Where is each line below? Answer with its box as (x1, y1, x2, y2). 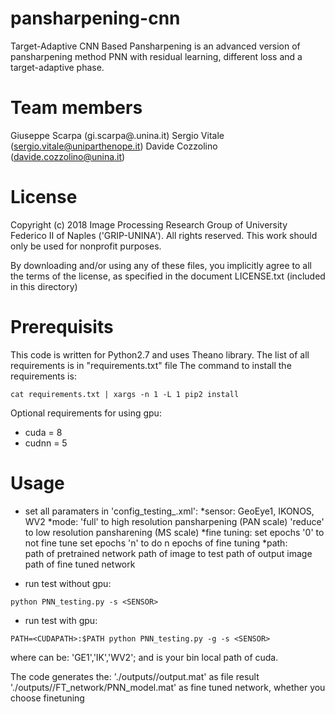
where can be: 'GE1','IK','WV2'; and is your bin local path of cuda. (10, 651, 279, 663)
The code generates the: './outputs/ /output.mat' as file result (10, 670, 260, 682)
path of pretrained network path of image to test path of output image (24, 547, 313, 559)
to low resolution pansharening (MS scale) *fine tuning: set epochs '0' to (24, 526, 325, 538)
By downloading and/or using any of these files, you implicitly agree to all (10, 259, 313, 271)
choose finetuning (10, 692, 85, 704)
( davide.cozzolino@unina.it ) (10, 150, 126, 162)
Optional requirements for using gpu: (10, 407, 162, 419)
